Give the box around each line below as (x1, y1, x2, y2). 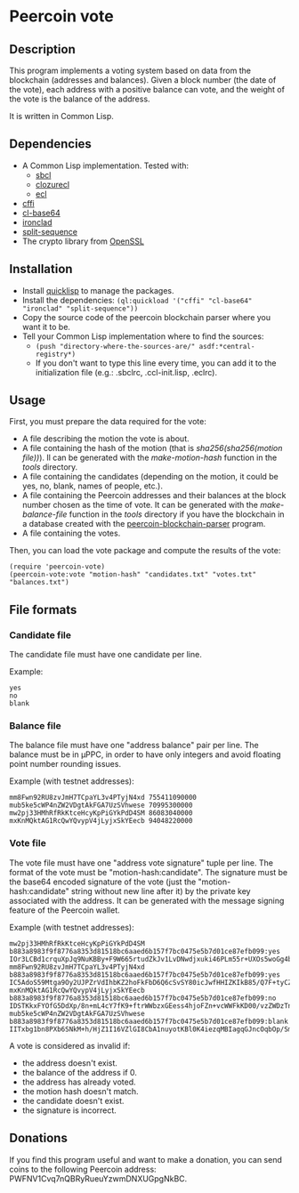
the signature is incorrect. (21, 1105, 117, 1116)
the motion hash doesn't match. (21, 1085, 140, 1096)
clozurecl (35, 179, 69, 189)
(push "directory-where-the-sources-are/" (35, 342, 196, 351)
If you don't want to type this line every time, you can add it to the (35, 358, 278, 368)
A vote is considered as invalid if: (9, 1040, 131, 1051)
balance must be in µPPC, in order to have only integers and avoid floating (9, 749, 282, 760)
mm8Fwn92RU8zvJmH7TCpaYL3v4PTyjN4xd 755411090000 (9, 794, 198, 802)
